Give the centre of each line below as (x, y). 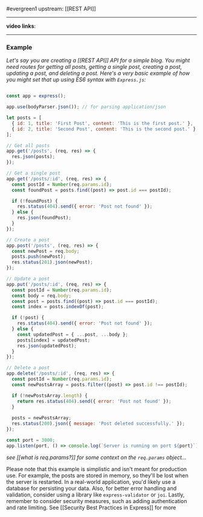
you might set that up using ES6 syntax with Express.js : (76, 80)
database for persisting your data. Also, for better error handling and (92, 488)
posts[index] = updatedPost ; (54, 340)
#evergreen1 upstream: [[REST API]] (51, 9)
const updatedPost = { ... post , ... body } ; (73, 334)
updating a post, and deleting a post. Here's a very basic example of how (98, 73)
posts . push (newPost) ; (39, 257)
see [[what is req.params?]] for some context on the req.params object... (96, 457)
